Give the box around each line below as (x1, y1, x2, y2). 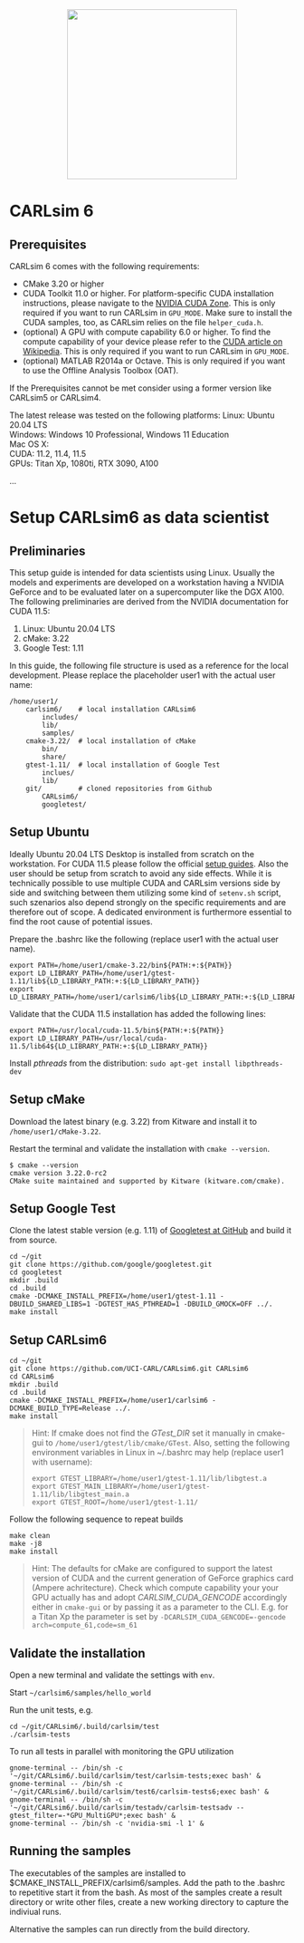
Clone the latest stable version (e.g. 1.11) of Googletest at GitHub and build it (9, 1225, 292, 1236)
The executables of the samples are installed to (9, 1867, 186, 1879)
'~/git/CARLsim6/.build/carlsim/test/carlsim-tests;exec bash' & (9, 1772, 261, 1781)
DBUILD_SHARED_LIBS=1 (9, 1300, 91, 1309)
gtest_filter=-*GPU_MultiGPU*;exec (9, 1812, 144, 1821)
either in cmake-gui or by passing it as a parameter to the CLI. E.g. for (31, 1601, 289, 1612)
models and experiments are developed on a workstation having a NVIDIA (9, 577, 285, 587)
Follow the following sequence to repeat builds (9, 1513, 184, 1525)
